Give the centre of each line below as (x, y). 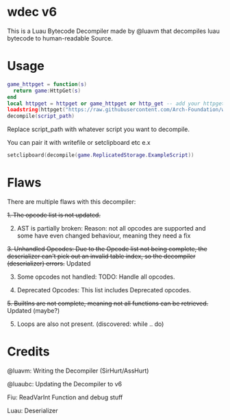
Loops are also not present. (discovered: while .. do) (90, 324)
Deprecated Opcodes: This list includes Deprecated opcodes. (104, 290)
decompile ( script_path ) (41, 116)
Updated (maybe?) (34, 310)
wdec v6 (32, 12)
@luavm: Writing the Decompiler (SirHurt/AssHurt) (78, 371)
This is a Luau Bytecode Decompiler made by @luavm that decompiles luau (114, 31)
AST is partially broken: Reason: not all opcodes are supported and (112, 228)
